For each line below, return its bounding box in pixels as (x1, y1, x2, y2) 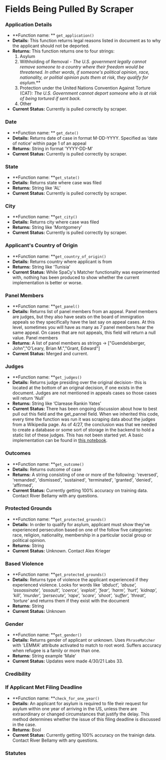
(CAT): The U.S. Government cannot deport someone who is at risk (19, 90, 157, 96)
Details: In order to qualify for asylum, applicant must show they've (12, 521, 150, 527)
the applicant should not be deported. (12, 43, 90, 49)
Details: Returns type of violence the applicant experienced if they (12, 577, 149, 583)
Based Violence (5, 560, 44, 567)
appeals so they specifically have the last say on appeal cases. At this (12, 319, 155, 325)
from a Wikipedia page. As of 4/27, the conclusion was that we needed (12, 422, 157, 428)
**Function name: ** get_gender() (12, 632, 82, 638)
